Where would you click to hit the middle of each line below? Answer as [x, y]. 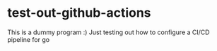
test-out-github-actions [79, 13]
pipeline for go [29, 39]
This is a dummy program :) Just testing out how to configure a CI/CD [108, 32]
